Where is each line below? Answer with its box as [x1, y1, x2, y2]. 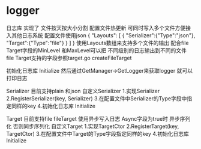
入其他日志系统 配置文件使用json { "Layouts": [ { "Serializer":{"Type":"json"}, [6, 31, 196, 39]
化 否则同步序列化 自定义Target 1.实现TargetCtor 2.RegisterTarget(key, [6, 123, 179, 130]
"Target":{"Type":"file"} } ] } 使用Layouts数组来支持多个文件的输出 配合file [6, 39, 189, 46]
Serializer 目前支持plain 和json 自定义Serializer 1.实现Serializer [6, 87, 160, 94]
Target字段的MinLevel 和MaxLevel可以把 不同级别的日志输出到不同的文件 [6, 46, 187, 54]
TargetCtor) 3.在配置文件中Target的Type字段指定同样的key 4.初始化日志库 [6, 130, 189, 137]
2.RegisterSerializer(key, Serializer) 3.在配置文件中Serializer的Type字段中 [6, 94, 187, 102]
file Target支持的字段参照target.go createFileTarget [6, 54, 132, 61]
